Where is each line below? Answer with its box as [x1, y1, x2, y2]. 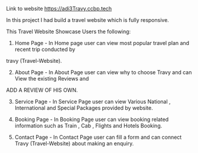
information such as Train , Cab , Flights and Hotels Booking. [14, 122, 163, 129]
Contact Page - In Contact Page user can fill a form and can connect [14, 133, 182, 141]
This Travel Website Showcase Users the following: [6, 28, 131, 35]
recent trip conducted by [14, 46, 76, 53]
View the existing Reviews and [14, 75, 89, 82]
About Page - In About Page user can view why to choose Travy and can [14, 69, 192, 76]
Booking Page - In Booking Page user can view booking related [14, 116, 169, 123]
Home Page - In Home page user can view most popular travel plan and [14, 40, 190, 46]
